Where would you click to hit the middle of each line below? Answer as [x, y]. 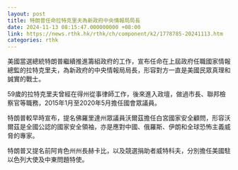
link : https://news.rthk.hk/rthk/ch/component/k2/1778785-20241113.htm [115, 34]
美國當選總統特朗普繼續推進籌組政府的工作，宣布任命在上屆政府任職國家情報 [119, 62]
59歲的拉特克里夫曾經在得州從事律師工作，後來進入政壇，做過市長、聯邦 [113, 94]
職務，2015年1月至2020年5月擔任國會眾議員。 [93, 103]
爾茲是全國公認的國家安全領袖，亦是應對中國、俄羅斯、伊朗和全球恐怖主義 [116, 127]
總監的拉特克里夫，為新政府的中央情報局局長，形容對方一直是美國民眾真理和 [119, 70]
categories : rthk [33, 40]
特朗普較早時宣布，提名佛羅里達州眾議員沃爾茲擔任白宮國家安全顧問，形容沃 [119, 118]
